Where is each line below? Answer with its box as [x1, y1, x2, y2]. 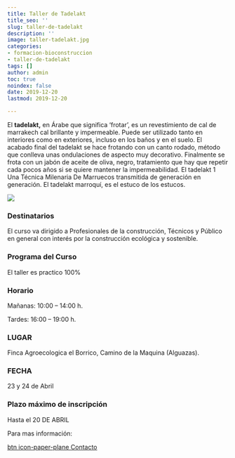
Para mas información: [7, 429, 72, 438]
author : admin [7, 69, 49, 76]
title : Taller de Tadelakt [7, 10, 86, 18]
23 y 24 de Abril [7, 382, 54, 391]
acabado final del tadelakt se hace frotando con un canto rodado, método [7, 143, 221, 151]
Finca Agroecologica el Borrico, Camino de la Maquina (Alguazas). [7, 348, 200, 357]
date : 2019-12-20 [7, 89, 58, 96]
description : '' [7, 30, 55, 37]
